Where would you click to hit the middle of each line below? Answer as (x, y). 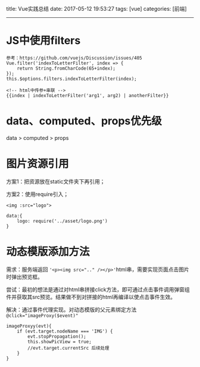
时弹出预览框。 (24, 276)
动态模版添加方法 (48, 251)
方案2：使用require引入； (37, 194)
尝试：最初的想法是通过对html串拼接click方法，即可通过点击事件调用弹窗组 (98, 289)
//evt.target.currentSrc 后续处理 (68, 348)
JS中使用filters (43, 41)
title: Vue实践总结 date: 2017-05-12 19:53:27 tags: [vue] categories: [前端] (96, 9)
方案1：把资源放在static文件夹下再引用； (56, 181)
